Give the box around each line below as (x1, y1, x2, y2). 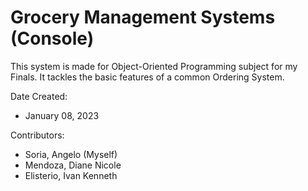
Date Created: (10, 90, 68, 102)
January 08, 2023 (24, 109, 100, 121)
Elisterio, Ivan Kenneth (24, 169, 118, 181)
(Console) (10, 27, 95, 50)
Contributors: (10, 129, 65, 141)
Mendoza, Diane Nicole (24, 159, 122, 171)
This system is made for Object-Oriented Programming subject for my (10, 60, 298, 72)
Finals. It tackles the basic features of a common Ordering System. (10, 71, 285, 83)
